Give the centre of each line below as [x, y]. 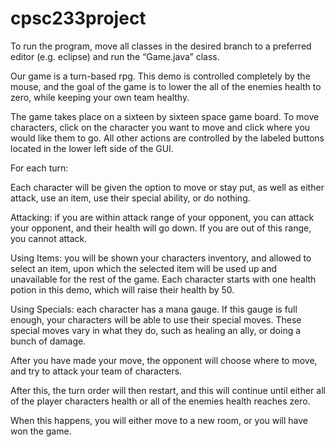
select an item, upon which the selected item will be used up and [144, 268]
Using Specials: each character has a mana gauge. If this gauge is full [154, 309]
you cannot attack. [49, 238]
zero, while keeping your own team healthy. [100, 97]
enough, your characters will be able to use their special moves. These [156, 319]
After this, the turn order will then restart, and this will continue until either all [168, 390]
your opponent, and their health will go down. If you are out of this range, [161, 228]
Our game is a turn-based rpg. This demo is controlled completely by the [160, 76]
